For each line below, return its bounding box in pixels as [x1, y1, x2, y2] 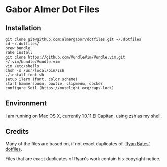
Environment [5, 99, 47, 108]
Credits [5, 127, 29, 136]
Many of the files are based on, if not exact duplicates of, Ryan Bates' [5, 140, 150, 147]
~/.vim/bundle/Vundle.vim [5, 59, 60, 64]
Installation [5, 24, 41, 32]
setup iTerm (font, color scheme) [5, 77, 78, 82]
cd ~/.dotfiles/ [5, 41, 39, 46]
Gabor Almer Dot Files [5, 4, 100, 15]
